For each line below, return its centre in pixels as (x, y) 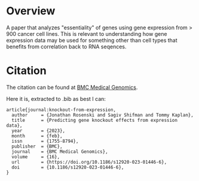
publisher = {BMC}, (37, 146)
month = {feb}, (37, 136)
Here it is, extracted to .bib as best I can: (56, 99)
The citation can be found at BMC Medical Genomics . (72, 87)
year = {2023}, (39, 131)
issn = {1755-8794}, (45, 141)
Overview (31, 11)
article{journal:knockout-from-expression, (61, 110)
